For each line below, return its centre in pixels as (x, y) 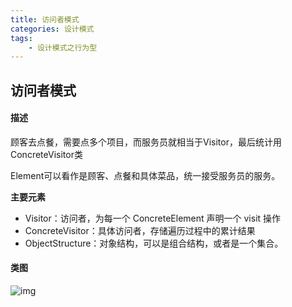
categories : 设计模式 (52, 29)
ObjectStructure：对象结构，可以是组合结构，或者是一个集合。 (154, 243)
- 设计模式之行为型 (63, 47)
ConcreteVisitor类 (46, 154)
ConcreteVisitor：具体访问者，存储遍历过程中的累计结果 (140, 230)
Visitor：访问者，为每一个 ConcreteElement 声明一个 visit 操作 (153, 218)
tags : (21, 38)
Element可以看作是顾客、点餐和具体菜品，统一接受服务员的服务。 (145, 175)
